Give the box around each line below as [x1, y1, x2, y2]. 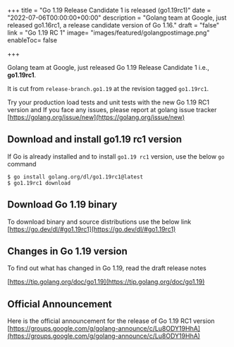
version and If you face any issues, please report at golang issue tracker [7, 106, 217, 114]
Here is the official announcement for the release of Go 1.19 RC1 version [7, 317, 215, 325]
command [7, 159, 37, 168]
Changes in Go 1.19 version [7, 245, 128, 257]
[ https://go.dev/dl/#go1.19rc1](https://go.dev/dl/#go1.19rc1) [7, 225, 176, 233]
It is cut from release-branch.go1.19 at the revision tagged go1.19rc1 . [7, 85, 209, 92]
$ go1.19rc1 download [7, 179, 71, 186]
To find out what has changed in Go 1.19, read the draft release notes [7, 264, 207, 272]
